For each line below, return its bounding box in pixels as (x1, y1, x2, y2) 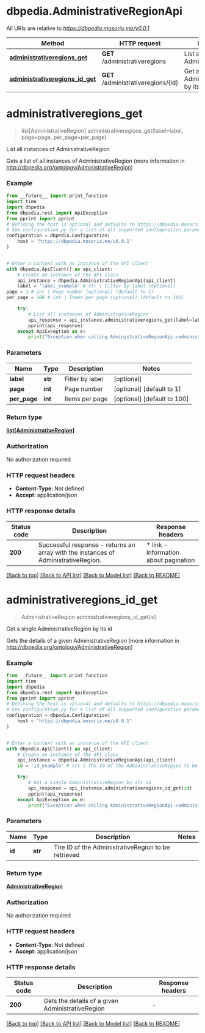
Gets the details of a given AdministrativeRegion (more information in (6, 637, 180, 644)
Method (41, 39, 65, 47)
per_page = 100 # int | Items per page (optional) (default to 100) (6, 295, 184, 301)
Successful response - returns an (38, 540, 135, 549)
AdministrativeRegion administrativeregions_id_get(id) (21, 613, 157, 620)
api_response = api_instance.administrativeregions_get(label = (28, 317, 192, 323)
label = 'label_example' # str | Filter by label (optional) (17, 283, 176, 289)
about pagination (146, 555, 195, 564)
